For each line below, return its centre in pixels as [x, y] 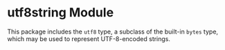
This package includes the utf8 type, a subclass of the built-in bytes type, [113, 32]
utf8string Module [61, 13]
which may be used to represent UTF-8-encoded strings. [89, 38]
